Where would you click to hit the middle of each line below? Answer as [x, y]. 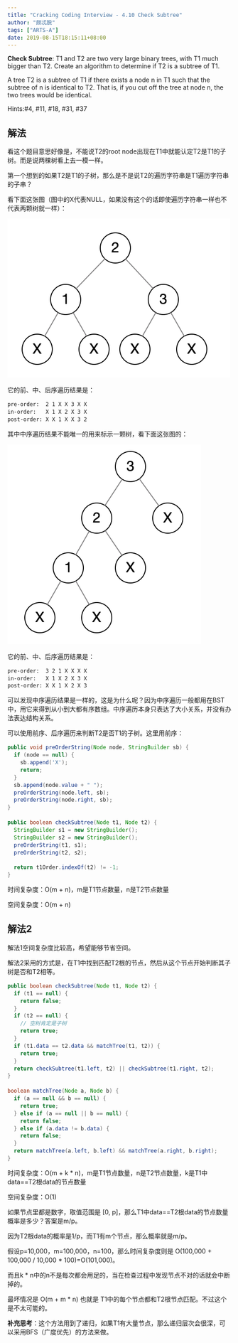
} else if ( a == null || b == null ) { [71, 1113]
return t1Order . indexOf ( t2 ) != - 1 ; [66, 867]
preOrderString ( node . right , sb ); [63, 800]
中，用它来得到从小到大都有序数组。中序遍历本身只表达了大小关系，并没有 [116, 709]
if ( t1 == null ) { [41, 993]
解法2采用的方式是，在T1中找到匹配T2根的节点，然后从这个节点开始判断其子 [119, 963]
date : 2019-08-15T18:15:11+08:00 [57, 38]
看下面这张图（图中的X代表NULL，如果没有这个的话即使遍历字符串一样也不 [117, 200]
